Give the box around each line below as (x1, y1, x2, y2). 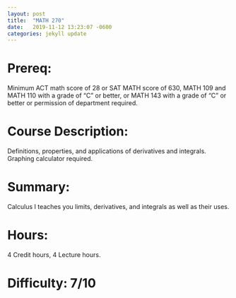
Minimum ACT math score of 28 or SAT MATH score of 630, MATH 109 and (7, 84, 226, 93)
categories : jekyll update (7, 30, 87, 37)
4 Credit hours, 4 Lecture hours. (7, 251, 101, 258)
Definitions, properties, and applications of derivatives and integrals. (7, 147, 206, 155)
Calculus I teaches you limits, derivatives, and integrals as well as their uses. (7, 203, 230, 211)
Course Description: (7, 124, 129, 140)
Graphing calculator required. (7, 155, 93, 163)
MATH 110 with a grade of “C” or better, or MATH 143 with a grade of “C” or (7, 91, 227, 100)
